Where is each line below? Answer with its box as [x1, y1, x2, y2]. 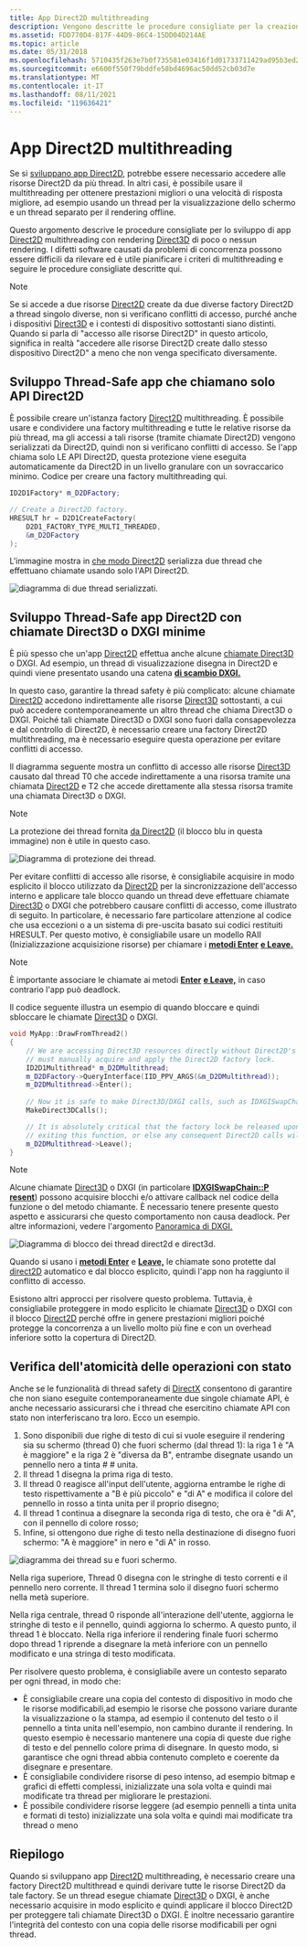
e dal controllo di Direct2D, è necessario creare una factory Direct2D [9, 724, 268, 735]
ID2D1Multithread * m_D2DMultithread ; [26, 1063, 170, 1073]
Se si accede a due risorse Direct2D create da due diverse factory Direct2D [9, 299, 294, 310]
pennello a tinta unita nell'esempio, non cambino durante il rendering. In [22, 1723, 293, 1734]
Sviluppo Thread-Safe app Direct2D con [9, 609, 242, 625]
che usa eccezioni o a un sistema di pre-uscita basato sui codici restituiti [9, 920, 283, 931]
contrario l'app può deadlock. [9, 984, 122, 995]
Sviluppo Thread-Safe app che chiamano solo [9, 374, 276, 390]
